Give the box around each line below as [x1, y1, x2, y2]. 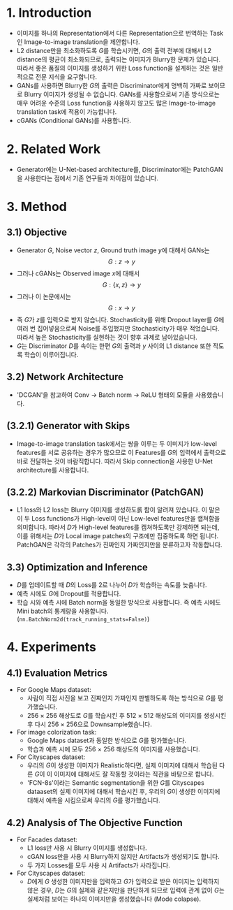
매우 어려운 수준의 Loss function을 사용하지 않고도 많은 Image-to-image [16, 99, 216, 107]
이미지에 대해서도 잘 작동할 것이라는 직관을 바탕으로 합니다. [54, 770, 214, 779]
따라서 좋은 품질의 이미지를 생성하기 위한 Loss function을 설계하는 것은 [16, 64, 211, 72]
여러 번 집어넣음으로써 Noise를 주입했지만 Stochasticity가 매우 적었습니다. [16, 324, 220, 333]
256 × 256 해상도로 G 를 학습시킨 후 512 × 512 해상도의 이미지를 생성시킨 [27, 712, 227, 720]
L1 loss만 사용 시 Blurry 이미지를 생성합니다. [27, 844, 147, 852]
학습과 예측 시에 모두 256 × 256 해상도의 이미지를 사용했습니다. [27, 745, 200, 753]
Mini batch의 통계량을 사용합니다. [16, 607, 109, 616]
